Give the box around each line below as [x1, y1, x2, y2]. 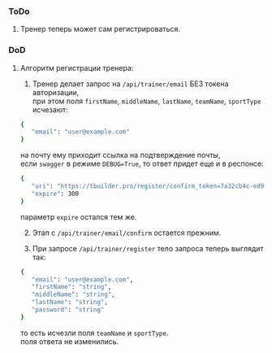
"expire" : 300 [31, 190, 80, 198]
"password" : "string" [31, 306, 105, 314]
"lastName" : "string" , [31, 299, 108, 307]
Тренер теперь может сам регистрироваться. [19, 24, 181, 34]
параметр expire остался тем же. [19, 211, 137, 221]
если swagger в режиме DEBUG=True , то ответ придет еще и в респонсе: [19, 159, 264, 168]
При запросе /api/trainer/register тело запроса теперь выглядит [32, 243, 264, 253]
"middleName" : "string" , [31, 290, 115, 299]
